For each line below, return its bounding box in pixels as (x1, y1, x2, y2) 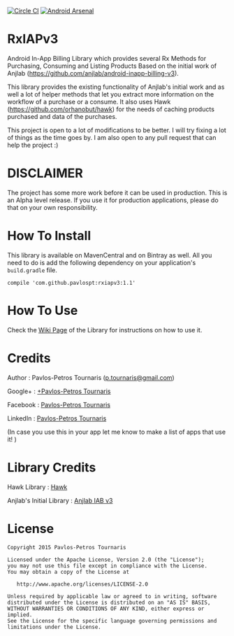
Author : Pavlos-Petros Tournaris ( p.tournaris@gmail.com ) (7, 373, 175, 381)
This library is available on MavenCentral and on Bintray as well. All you (7, 250, 212, 259)
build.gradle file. (7, 266, 58, 274)
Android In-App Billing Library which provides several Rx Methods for (7, 54, 207, 62)
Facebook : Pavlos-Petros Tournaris (7, 400, 110, 409)
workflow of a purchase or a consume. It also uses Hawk (7, 97, 171, 106)
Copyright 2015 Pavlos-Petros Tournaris (7, 544, 127, 551)
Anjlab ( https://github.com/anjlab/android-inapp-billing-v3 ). (7, 69, 180, 77)
